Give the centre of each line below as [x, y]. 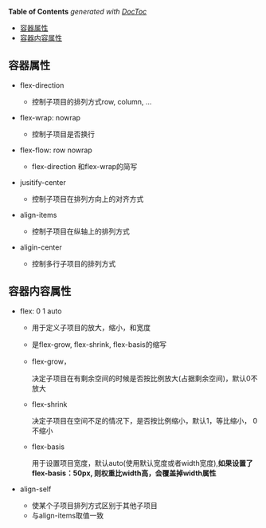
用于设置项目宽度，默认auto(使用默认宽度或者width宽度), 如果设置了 [142, 463]
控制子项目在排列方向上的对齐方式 [88, 199]
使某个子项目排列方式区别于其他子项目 [94, 505]
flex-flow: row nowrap [56, 150]
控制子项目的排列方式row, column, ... [92, 101]
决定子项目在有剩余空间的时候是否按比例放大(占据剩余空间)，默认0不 [145, 378]
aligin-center [41, 247]
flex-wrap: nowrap [50, 117]
